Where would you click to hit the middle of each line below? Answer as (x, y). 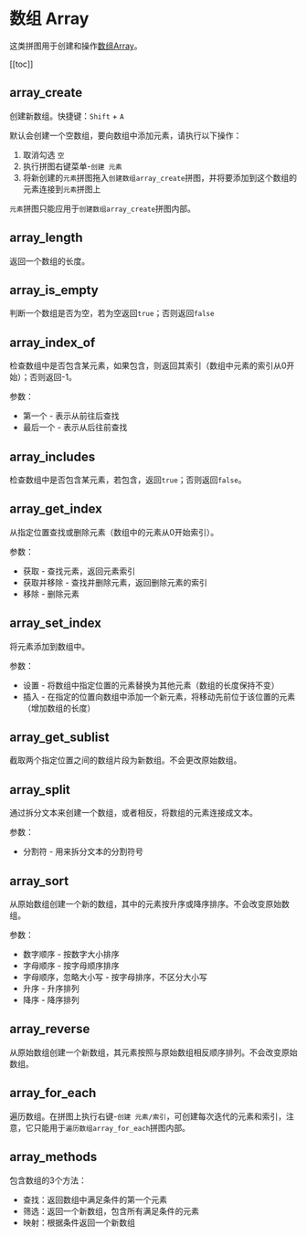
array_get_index (56, 509)
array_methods (53, 1157)
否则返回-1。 (53, 377)
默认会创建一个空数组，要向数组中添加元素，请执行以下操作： (126, 135)
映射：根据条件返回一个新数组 (79, 1222)
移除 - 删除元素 (51, 594)
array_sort (39, 881)
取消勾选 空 (43, 154)
